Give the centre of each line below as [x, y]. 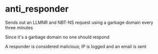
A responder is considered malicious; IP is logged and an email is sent [76, 46]
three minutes [19, 27]
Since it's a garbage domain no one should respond [57, 37]
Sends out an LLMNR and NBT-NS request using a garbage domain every [79, 22]
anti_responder [37, 9]
